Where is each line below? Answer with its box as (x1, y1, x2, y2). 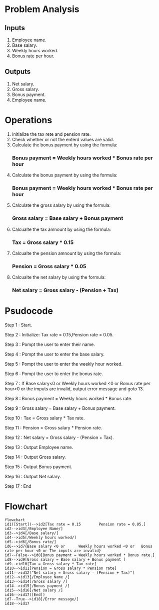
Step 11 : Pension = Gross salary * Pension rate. (4, 425, 102, 431)
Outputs (4, 67, 31, 76)
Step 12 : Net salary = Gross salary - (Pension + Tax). (4, 434, 114, 441)
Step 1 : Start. (4, 322, 32, 328)
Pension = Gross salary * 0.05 (11, 263, 86, 270)
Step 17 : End (4, 483, 31, 489)
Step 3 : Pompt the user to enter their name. (4, 341, 95, 347)
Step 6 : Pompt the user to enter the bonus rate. (4, 371, 103, 377)
